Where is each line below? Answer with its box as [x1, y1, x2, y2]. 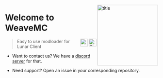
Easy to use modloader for [16, 38, 70, 44]
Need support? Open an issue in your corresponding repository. [12, 67, 140, 73]
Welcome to [5, 12, 54, 23]
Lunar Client [16, 44, 42, 49]
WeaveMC [5, 22, 48, 33]
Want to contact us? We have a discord [12, 53, 91, 59]
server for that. [12, 58, 42, 64]
